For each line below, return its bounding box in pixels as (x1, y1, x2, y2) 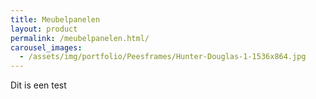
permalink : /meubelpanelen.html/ (10, 33, 150, 43)
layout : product (10, 24, 78, 34)
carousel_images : (10, 42, 83, 53)
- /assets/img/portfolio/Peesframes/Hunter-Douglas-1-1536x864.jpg (19, 52, 307, 62)
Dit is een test (10, 79, 67, 91)
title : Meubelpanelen (10, 14, 101, 25)
